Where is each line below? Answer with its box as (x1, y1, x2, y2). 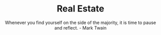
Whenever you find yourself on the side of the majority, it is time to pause (4, 19, 156, 25)
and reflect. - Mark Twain (54, 24, 107, 30)
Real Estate (56, 3, 104, 14)
